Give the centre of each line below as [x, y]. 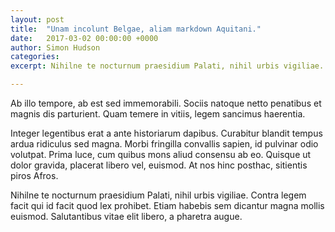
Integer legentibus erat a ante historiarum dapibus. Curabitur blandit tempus [166, 133]
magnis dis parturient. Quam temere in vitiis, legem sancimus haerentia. [158, 114]
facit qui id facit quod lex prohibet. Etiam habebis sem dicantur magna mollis [167, 205]
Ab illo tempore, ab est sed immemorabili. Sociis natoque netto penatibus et [166, 103]
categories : [35, 57]
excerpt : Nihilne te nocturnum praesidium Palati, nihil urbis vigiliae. [167, 66]
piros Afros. [34, 175]
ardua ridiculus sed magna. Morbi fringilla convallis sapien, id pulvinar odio [164, 144]
